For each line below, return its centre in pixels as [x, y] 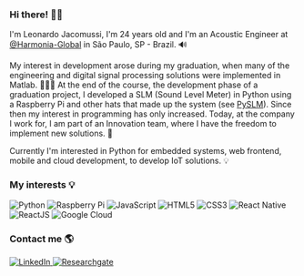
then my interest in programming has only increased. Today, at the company [152, 114]
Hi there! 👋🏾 [36, 15]
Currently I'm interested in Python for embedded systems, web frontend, [146, 151]
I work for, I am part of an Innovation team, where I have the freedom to [143, 124]
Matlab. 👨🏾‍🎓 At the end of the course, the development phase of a [134, 85]
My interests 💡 [42, 185]
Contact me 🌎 [42, 239]
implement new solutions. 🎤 [61, 133]
